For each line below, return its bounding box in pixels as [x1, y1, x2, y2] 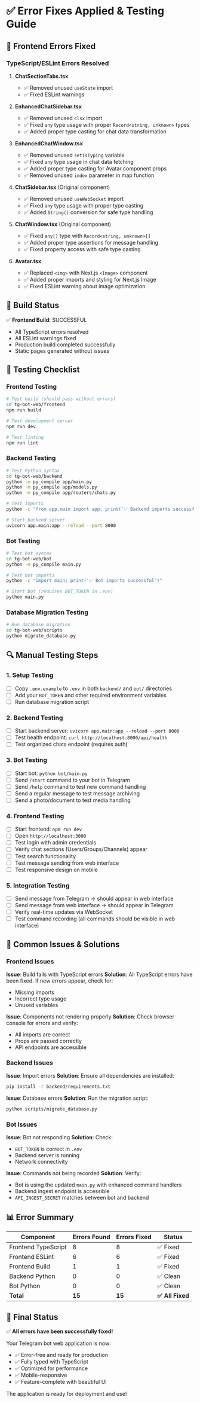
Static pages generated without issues [14, 347, 110, 354]
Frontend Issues [6, 957, 54, 965]
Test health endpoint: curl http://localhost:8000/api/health [14, 734, 168, 741]
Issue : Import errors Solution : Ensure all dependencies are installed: [6, 1072, 174, 1079]
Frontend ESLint [9, 1253, 54, 1261]
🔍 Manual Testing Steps [6, 650, 99, 660]
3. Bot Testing [6, 756, 48, 764]
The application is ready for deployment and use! [6, 1390, 127, 1397]
